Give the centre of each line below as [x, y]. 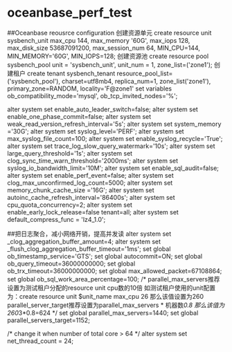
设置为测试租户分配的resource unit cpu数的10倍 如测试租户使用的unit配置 [111, 288]
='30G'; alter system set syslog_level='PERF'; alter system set [96, 131]
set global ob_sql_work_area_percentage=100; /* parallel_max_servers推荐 [114, 279]
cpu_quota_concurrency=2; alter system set [70, 205]
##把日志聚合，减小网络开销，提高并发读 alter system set [89, 234]
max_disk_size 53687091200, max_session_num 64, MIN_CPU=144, [104, 48]
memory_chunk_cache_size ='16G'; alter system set [81, 190]
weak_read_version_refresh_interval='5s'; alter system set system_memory [114, 124]
